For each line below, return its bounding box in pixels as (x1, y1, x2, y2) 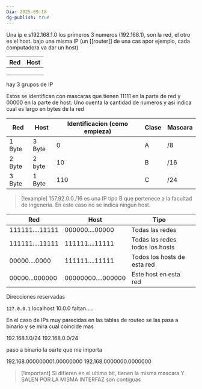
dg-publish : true (6, 14, 50, 20)
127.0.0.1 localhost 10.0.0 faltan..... (6, 305, 94, 312)
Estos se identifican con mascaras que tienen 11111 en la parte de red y (6, 92, 181, 99)
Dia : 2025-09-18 (6, 8, 47, 15)
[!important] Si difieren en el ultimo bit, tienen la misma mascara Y (20, 369, 185, 376)
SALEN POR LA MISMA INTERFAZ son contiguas (20, 376, 141, 383)
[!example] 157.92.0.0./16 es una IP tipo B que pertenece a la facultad (20, 194, 192, 202)
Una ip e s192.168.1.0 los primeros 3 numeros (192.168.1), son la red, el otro (6, 31, 191, 38)
